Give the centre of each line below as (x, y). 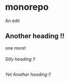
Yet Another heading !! (28, 74)
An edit (12, 21)
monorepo (27, 7)
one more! (16, 48)
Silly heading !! (20, 59)
